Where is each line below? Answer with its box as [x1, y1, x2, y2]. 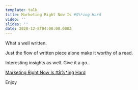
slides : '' [5, 21, 29, 27]
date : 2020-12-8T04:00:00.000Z [5, 26, 72, 31]
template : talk [5, 7, 38, 13]
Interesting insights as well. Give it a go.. [5, 60, 90, 66]
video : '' [5, 17, 26, 22]
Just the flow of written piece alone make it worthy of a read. [5, 50, 133, 56]
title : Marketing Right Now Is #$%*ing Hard [5, 12, 101, 17]
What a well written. [5, 40, 47, 46]
